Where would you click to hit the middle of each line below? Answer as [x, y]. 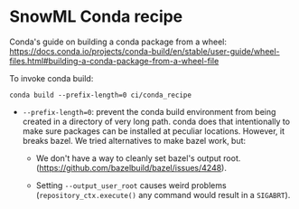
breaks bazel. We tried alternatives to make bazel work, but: [134, 140]
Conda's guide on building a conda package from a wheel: [118, 42]
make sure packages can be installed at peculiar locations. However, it [154, 131]
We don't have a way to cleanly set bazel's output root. [138, 158]
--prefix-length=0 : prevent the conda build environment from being [149, 111]
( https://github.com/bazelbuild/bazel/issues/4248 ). [131, 167]
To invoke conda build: [51, 78]
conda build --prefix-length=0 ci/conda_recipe [101, 95]
